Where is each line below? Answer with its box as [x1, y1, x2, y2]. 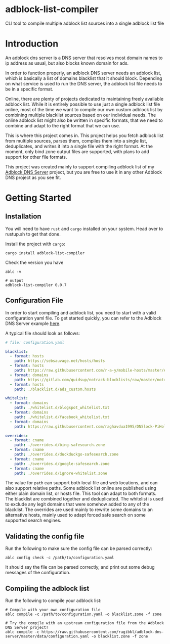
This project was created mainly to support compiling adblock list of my [5, 163, 154, 170]
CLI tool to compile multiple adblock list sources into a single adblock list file [5, 20, 164, 26]
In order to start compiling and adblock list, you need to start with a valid [5, 309, 156, 315]
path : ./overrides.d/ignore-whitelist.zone [14, 471, 108, 476]
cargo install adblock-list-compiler [5, 250, 85, 256]
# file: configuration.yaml [5, 340, 65, 345]
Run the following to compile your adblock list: [5, 597, 102, 604]
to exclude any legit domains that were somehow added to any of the [5, 501, 149, 508]
